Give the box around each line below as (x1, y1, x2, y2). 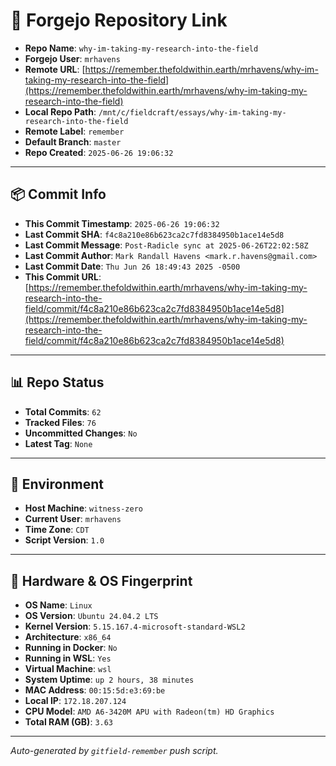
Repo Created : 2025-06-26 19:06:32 (24, 146, 174, 158)
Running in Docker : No (24, 642, 118, 654)
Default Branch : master (24, 135, 122, 148)
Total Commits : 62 (24, 405, 102, 418)
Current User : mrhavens (24, 513, 122, 525)
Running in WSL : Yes (24, 652, 112, 664)
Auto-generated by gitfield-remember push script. (10, 745, 219, 757)
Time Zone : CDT (24, 524, 90, 536)
